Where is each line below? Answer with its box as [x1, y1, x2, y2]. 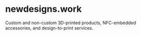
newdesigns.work [5, 3, 82, 15]
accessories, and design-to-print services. [5, 25, 94, 31]
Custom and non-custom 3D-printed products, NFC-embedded [5, 20, 136, 26]
